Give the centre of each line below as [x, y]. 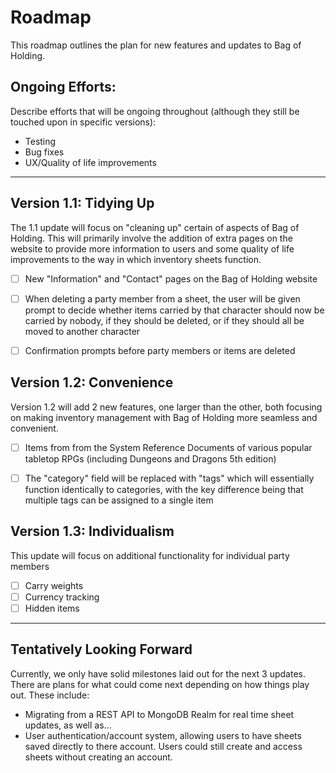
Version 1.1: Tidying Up [82, 203]
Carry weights [54, 585]
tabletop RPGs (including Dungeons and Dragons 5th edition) [150, 458]
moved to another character [82, 331]
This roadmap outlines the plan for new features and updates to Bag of [156, 45]
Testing [40, 141]
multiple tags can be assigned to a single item [119, 500]
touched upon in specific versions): [83, 122]
